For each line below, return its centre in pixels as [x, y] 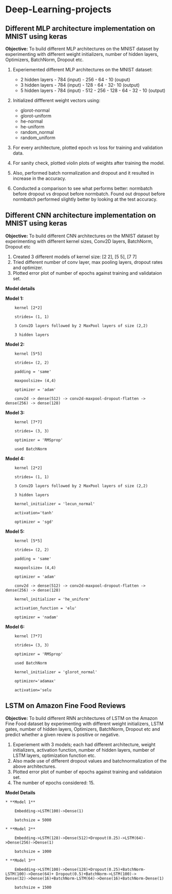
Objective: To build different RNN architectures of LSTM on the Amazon [82, 718]
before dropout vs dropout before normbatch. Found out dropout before [89, 194]
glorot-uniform [36, 116]
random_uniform [38, 138]
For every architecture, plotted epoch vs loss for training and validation [88, 148]
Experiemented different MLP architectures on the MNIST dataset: [83, 70]
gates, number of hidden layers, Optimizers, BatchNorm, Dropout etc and [83, 729]
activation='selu [33, 690]
